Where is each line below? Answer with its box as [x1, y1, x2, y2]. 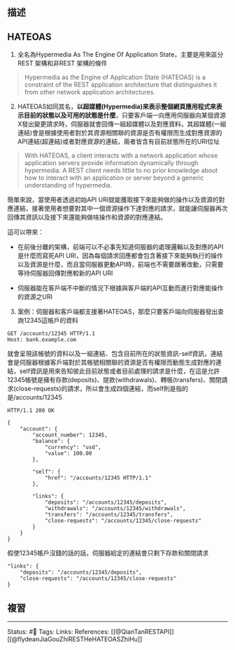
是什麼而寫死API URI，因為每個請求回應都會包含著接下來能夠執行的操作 [17, 251, 224, 260]
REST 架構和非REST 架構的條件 [17, 59, 108, 68]
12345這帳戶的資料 [23, 316, 79, 325]
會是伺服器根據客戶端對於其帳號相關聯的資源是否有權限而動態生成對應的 [7, 358, 215, 367]
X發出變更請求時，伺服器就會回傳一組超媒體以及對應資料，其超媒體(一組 [17, 120, 227, 128]
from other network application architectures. [24, 88, 156, 97]
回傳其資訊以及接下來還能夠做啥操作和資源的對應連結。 [7, 213, 166, 222]
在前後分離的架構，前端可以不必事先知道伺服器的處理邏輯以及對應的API [17, 243, 224, 251]
